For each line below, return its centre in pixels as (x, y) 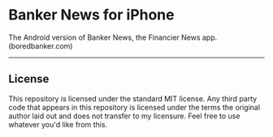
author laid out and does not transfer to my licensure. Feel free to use (124, 116)
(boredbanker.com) (41, 45)
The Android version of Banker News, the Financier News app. (113, 37)
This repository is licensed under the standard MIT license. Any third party (133, 98)
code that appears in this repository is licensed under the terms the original (134, 107)
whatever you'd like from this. (58, 124)
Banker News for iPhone (91, 15)
